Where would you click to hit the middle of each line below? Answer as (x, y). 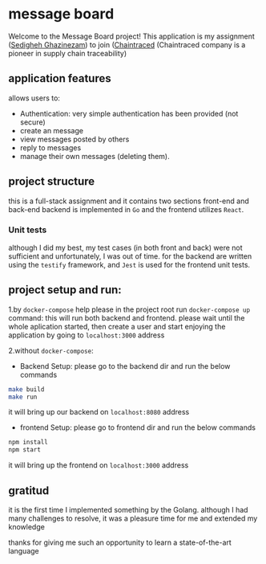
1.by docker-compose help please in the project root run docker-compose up (129, 309)
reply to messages (50, 147)
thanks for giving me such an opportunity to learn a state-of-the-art (120, 542)
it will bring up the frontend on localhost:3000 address (99, 465)
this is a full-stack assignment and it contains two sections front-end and (129, 201)
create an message (52, 130)
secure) (32, 122)
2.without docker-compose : (51, 350)
